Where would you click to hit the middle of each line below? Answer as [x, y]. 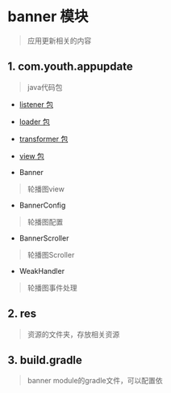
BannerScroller [44, 238]
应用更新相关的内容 [59, 41]
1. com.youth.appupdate [71, 67]
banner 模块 [48, 17]
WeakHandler [42, 271]
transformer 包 [44, 139]
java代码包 [45, 87]
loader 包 [34, 122]
